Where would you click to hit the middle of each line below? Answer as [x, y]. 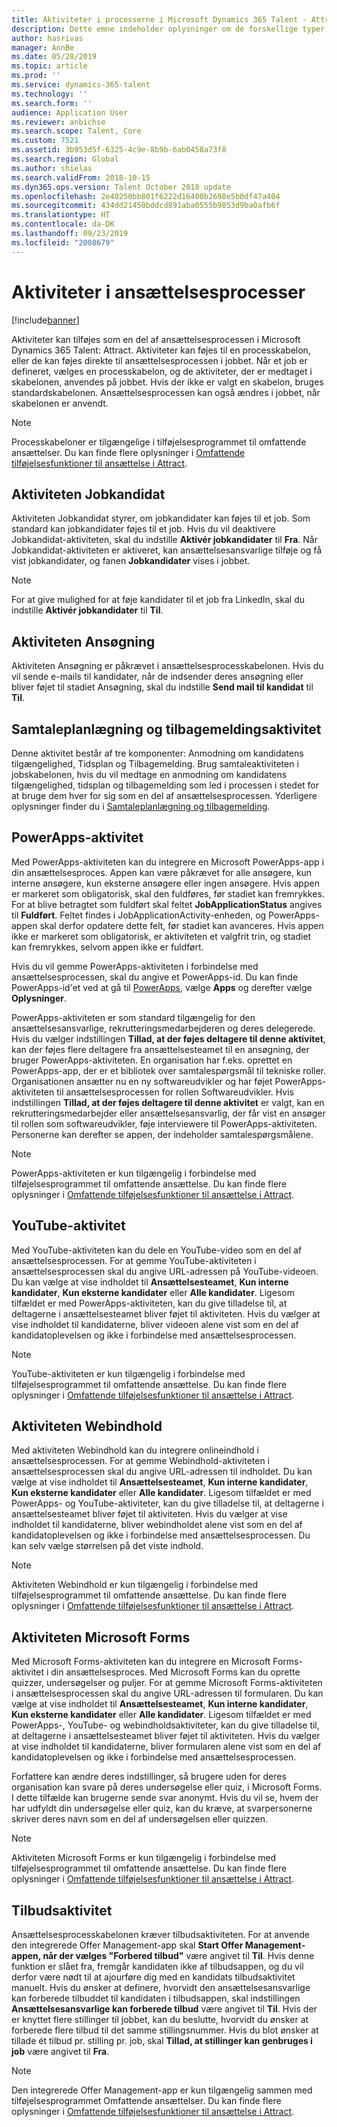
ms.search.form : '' [52, 103]
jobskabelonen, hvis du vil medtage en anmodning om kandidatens [149, 774]
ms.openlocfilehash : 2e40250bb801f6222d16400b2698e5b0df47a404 [146, 196]
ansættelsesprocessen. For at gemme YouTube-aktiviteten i [134, 1260]
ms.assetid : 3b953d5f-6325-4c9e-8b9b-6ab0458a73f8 [119, 150]
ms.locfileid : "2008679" [63, 242]
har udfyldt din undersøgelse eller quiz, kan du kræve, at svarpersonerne [162, 1808]
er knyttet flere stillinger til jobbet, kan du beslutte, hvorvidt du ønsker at [160, 2020]
